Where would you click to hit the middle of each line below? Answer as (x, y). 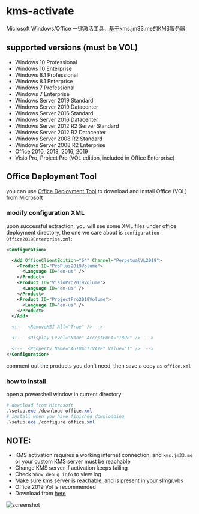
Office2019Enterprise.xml (38, 239)
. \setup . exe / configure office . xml (51, 422)
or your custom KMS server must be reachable (73, 462)
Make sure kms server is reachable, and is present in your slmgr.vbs (99, 480)
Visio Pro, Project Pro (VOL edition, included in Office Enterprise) (95, 158)
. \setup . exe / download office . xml (49, 411)
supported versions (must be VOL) (72, 48)
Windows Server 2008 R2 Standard (59, 139)
